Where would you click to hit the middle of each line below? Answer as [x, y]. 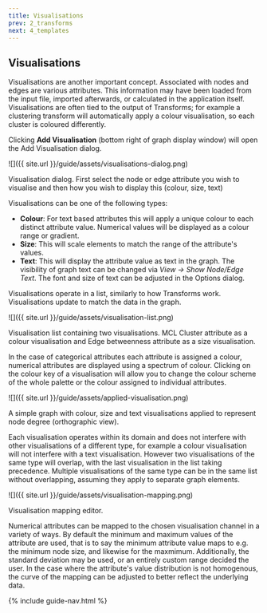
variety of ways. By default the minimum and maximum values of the [121, 535]
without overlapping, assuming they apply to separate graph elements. [124, 480]
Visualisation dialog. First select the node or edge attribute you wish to [124, 180]
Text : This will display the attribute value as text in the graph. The [127, 261]
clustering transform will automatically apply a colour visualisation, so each [132, 116]
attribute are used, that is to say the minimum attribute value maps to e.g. [128, 543]
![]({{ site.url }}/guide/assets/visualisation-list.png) [91, 318]
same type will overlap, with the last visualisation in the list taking [115, 463]
